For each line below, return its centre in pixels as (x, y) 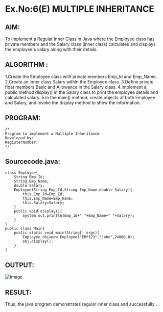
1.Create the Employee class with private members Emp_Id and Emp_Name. (81, 77)
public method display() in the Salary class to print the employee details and (81, 92)
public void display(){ (38, 211)
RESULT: (18, 292)
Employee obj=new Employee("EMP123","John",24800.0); (79, 237)
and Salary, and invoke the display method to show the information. (73, 103)
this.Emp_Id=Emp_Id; (44, 194)
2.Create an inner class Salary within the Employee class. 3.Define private (79, 81)
